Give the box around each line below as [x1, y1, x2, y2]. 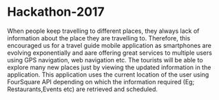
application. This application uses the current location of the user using [7, 70, 209, 79]
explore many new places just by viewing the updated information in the [7, 63, 211, 71]
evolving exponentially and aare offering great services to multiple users [7, 49, 212, 57]
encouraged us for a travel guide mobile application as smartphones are [7, 41, 212, 49]
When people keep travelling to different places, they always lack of [7, 27, 200, 35]
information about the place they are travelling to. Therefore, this [7, 34, 191, 42]
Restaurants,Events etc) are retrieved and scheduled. [7, 85, 158, 93]
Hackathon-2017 [7, 4, 105, 20]
